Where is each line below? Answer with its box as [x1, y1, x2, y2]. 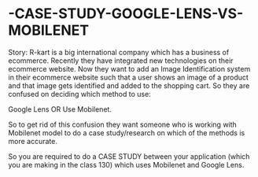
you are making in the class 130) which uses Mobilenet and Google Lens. [8, 160, 245, 169]
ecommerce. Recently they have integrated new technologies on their [8, 56, 234, 65]
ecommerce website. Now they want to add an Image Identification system [8, 64, 251, 73]
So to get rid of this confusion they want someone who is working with [8, 120, 238, 129]
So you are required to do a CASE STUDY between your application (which [8, 151, 250, 161]
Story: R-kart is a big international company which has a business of [8, 47, 230, 57]
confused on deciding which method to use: [8, 89, 151, 98]
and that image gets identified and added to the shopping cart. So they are [8, 80, 250, 90]
